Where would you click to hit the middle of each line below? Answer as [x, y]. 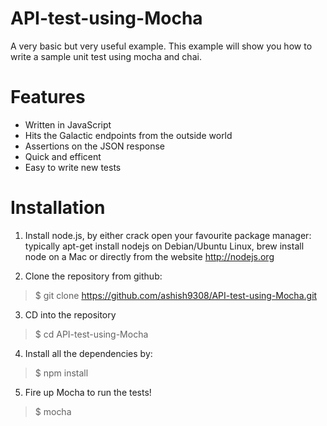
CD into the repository [70, 314]
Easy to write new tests [73, 167]
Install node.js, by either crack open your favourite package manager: [168, 235]
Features [48, 97]
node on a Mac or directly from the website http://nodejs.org [149, 256]
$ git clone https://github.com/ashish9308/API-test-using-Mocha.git [176, 295]
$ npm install [61, 373]
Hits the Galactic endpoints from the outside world [128, 135]
